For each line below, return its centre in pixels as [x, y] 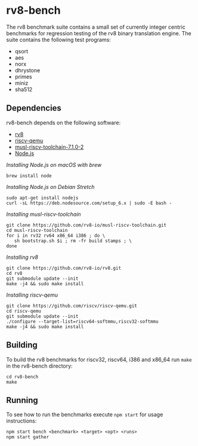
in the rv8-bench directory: [39, 366]
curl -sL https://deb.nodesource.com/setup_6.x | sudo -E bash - [89, 203]
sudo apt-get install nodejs [42, 198]
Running [22, 400]
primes [23, 77]
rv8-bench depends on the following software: [64, 123]
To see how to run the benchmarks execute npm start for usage [85, 415]
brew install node [29, 176]
